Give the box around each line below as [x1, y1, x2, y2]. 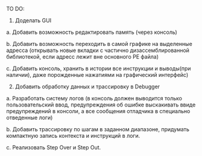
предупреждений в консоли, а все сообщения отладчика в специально [6, 108, 191, 114]
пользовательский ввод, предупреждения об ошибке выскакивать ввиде [6, 101, 196, 108]
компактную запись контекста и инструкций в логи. [6, 132, 140, 139]
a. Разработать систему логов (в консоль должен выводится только [6, 95, 183, 102]
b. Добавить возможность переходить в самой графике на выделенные [6, 41, 193, 47]
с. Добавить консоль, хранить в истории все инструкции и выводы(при [6, 65, 191, 72]
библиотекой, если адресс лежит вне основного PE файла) [6, 53, 159, 60]
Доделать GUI [14, 17, 52, 24]
